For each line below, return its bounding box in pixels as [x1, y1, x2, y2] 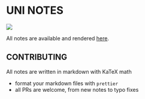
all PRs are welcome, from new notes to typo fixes [14, 86, 139, 93]
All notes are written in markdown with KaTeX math [6, 68, 132, 75]
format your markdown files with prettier [14, 79, 119, 87]
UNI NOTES [6, 4, 64, 17]
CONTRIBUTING [6, 52, 68, 62]
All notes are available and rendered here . [6, 34, 110, 42]
